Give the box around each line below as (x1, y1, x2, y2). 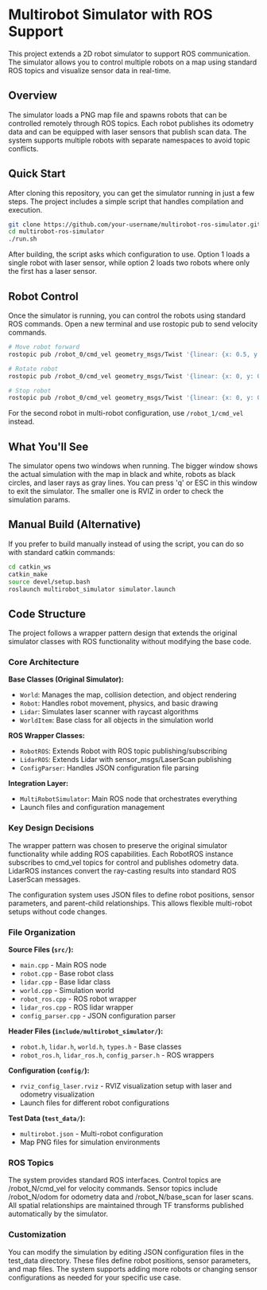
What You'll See (8, 440, 89, 453)
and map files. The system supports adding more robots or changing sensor (8, 1264, 257, 1273)
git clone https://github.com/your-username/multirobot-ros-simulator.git (8, 221, 261, 229)
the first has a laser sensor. (8, 267, 98, 276)
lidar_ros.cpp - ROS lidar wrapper (19, 1003, 133, 1012)
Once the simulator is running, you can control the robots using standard (8, 311, 246, 320)
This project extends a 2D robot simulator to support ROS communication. (8, 49, 250, 58)
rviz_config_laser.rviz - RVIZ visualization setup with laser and (19, 1081, 232, 1091)
